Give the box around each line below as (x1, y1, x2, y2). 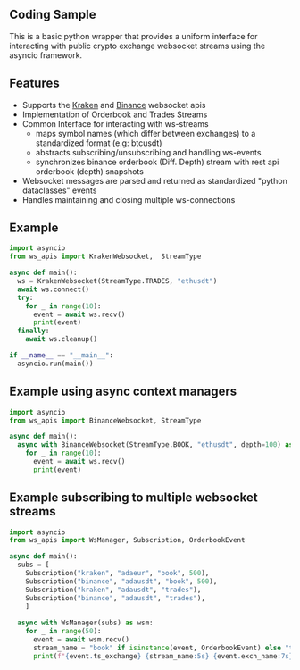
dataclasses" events (21, 185, 97, 196)
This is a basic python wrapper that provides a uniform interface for (9, 30, 258, 41)
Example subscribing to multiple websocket (9, 490, 259, 506)
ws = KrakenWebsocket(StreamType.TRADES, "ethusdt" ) (17, 277, 218, 286)
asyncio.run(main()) (17, 359, 94, 368)
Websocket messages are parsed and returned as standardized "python (21, 175, 288, 186)
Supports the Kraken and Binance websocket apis (21, 99, 206, 110)
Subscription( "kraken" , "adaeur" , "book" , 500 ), (25, 569, 210, 578)
